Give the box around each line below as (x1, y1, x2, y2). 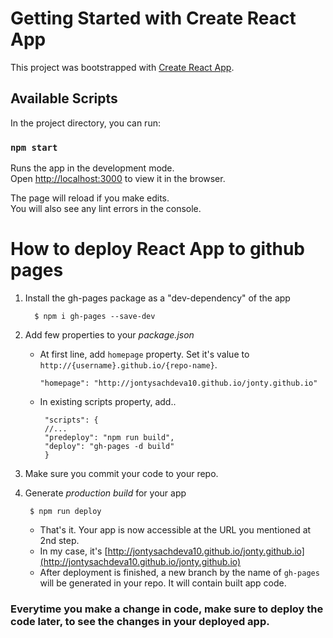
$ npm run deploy (29, 506, 102, 516)
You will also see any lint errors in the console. (10, 203, 202, 215)
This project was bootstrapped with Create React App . (10, 61, 235, 73)
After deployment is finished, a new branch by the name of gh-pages (39, 566, 320, 578)
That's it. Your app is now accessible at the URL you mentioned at (39, 523, 312, 536)
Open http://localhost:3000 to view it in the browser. (10, 173, 226, 185)
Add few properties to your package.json (24, 328, 195, 341)
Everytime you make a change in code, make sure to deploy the (10, 602, 324, 616)
